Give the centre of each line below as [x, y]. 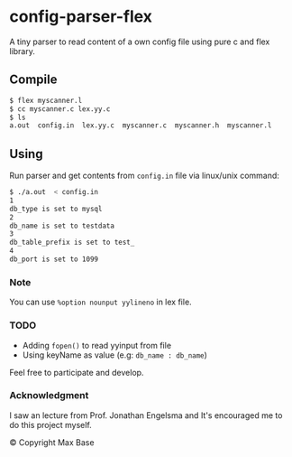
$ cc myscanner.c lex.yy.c [60, 109]
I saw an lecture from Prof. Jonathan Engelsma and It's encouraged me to [146, 415]
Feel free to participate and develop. [77, 372]
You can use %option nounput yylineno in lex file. [100, 302]
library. [23, 51]
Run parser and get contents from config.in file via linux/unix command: [144, 176]
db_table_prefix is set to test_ [72, 242]
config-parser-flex [81, 17]
